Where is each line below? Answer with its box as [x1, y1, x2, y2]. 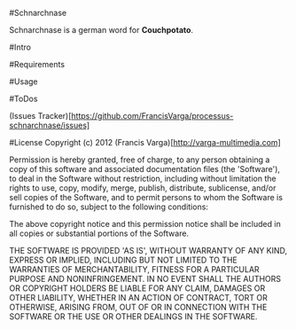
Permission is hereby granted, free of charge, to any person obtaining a [9, 154, 270, 165]
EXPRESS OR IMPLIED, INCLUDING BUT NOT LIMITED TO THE [9, 255, 238, 265]
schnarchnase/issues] [9, 120, 90, 130]
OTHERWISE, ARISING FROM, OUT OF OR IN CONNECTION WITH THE [9, 302, 268, 312]
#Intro [9, 42, 31, 52]
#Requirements [9, 59, 65, 69]
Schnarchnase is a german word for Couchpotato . [9, 25, 193, 35]
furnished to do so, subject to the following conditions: [9, 201, 208, 212]
